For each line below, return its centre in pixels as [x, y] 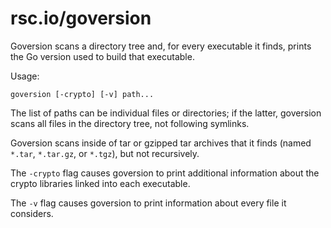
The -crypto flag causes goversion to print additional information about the [165, 173]
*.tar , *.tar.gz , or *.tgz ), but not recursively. [105, 153]
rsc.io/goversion [81, 18]
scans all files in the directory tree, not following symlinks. [130, 123]
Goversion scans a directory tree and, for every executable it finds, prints [161, 46]
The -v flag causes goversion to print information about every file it [148, 203]
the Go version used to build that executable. [102, 56]
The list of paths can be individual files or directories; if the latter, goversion [166, 113]
